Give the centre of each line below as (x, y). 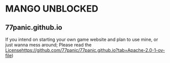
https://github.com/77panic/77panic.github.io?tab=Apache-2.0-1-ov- (93, 50)
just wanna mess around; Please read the (48, 45)
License (13, 50)
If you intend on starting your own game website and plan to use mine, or (82, 39)
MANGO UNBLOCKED (52, 9)
